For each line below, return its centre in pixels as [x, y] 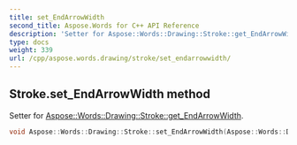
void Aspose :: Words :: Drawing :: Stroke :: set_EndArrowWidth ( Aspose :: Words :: [148, 132]
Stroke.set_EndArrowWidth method [110, 94]
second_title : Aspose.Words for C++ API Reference [104, 26]
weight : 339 [31, 50]
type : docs [29, 42]
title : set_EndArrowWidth [57, 17]
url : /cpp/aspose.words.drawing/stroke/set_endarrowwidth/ [120, 58]
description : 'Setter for [57, 34]
